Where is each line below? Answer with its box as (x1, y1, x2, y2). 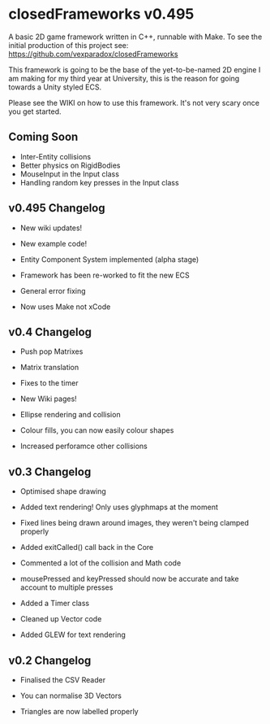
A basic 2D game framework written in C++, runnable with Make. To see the (8, 32, 263, 41)
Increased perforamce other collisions (19, 441, 148, 451)
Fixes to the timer (19, 378, 79, 388)
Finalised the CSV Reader (19, 675, 106, 684)
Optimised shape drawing (19, 486, 107, 496)
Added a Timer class (19, 599, 90, 608)
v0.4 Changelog (8, 325, 92, 338)
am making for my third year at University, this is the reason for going (8, 73, 240, 83)
